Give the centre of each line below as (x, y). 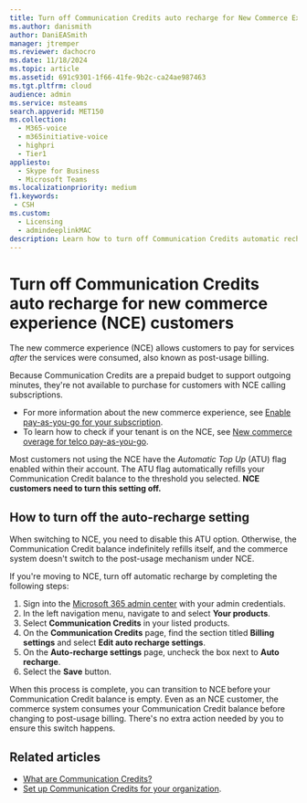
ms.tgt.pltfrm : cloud (51, 86)
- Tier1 (32, 153)
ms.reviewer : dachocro (53, 52)
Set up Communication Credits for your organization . (122, 788)
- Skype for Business (59, 171)
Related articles (55, 757)
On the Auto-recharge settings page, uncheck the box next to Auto (151, 652)
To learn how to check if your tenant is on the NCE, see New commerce (157, 432)
